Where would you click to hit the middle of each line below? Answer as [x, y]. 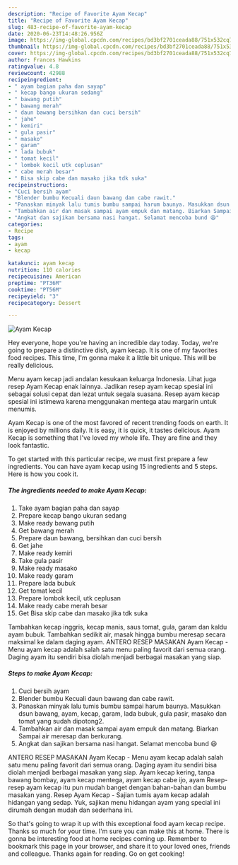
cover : [18, 54]
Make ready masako [48, 568]
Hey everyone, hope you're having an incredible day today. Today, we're [113, 343]
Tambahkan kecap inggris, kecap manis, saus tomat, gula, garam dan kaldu [118, 627]
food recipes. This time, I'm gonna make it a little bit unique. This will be [112, 358]
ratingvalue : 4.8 [34, 66]
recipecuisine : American [44, 277]
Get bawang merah [46, 530]
